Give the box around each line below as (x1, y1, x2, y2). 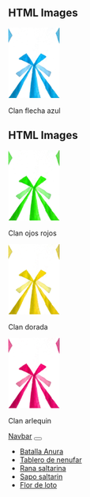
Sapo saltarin (19, 472, 63, 481)
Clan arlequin (8, 416, 52, 425)
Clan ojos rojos (8, 228, 57, 238)
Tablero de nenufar (19, 454, 82, 465)
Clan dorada (8, 322, 49, 331)
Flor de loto (19, 480, 58, 489)
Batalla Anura (19, 446, 64, 456)
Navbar (8, 431, 32, 441)
